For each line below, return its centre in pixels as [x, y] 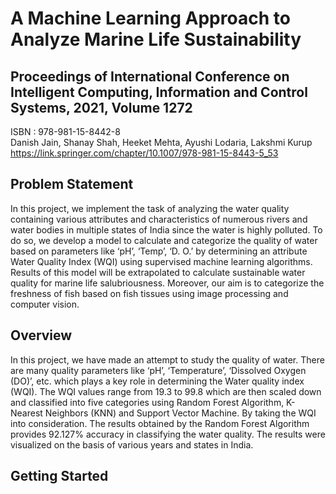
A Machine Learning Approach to [150, 18]
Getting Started [59, 476]
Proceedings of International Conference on [150, 76]
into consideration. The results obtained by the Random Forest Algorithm [160, 423]
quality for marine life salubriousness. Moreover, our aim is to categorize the [167, 283]
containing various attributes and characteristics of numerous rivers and [159, 219]
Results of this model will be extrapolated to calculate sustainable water [158, 272]
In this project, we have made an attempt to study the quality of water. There [167, 359]
